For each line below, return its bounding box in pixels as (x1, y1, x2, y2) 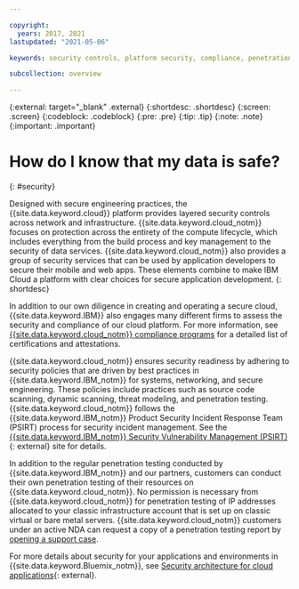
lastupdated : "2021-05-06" (9, 37, 109, 46)
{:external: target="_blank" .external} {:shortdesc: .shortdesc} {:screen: (9, 101, 271, 112)
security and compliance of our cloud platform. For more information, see (9, 319, 279, 330)
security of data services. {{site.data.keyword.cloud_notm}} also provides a (9, 246, 287, 256)
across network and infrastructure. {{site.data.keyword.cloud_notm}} (9, 217, 263, 228)
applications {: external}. (9, 570, 98, 581)
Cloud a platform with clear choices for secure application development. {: (9, 274, 282, 285)
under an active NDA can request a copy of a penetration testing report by (9, 524, 282, 535)
